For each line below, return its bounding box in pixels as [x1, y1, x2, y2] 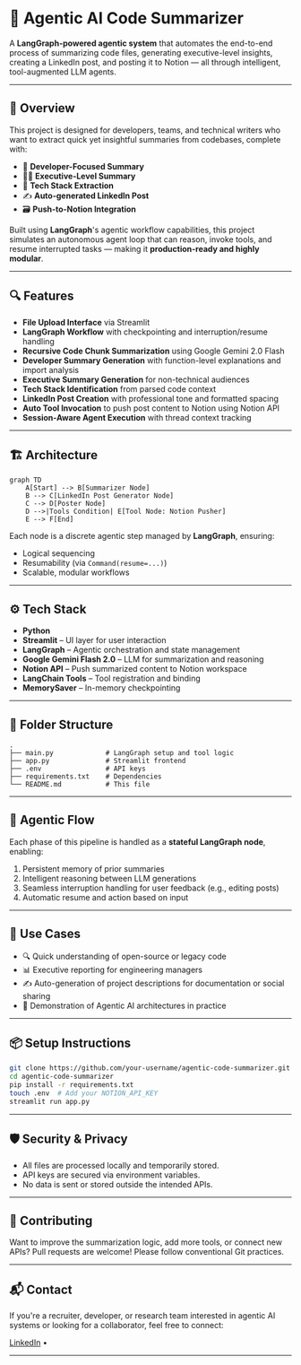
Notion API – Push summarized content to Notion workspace [21, 664, 248, 674]
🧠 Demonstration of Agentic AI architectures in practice [21, 1000, 227, 1011]
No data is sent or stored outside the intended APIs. [21, 1178, 213, 1189]
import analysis [21, 364, 79, 375]
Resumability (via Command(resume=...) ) [21, 558, 168, 569]
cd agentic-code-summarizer [9, 1072, 115, 1082]
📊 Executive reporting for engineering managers [21, 964, 203, 975]
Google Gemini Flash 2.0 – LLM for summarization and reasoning [21, 654, 264, 665]
